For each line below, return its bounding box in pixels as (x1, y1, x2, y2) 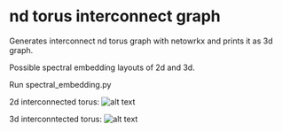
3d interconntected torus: (9, 113, 102, 124)
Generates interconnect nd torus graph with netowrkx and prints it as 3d (9, 35, 273, 46)
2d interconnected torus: (9, 96, 100, 107)
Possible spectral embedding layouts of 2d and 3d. (9, 62, 195, 73)
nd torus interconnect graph (9, 6, 222, 27)
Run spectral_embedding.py (9, 79, 112, 89)
